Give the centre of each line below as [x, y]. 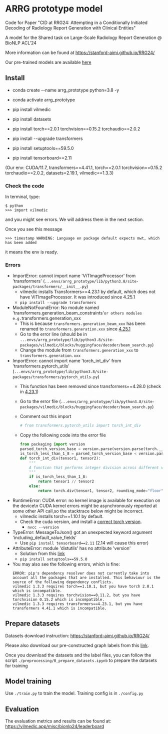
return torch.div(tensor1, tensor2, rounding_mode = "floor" [100, 490]
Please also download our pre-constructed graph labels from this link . [77, 645]
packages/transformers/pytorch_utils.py [55, 377]
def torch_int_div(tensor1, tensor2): [60, 458]
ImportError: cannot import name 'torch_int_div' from [67, 361]
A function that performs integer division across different [94, 467]
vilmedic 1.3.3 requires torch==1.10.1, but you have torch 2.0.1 [83, 586]
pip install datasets [32, 119]
